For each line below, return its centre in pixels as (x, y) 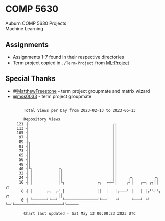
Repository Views (42, 119)
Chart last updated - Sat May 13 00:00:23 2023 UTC (80, 213)
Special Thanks (30, 79)
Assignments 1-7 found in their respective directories (68, 57)
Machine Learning (24, 28)
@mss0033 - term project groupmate (52, 96)
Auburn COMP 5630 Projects (36, 23)
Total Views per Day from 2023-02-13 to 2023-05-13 (80, 110)
